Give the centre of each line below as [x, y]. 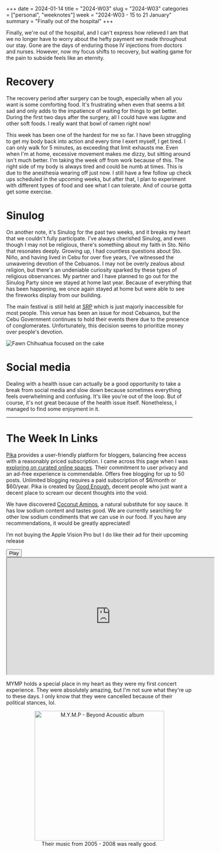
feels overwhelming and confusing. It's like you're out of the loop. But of [94, 396]
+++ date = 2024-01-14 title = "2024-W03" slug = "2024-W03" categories [97, 9]
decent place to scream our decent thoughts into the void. [77, 492]
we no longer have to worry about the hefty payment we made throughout [96, 39]
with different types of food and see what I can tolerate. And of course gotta [99, 185]
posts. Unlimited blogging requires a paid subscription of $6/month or [91, 480]
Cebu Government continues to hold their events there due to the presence [98, 319]
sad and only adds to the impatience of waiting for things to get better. [92, 111]
